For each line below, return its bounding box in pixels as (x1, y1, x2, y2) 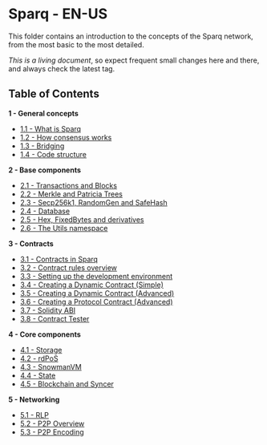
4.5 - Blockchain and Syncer (19, 378, 115, 389)
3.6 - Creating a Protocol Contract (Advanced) (19, 297, 174, 306)
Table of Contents (8, 87, 100, 101)
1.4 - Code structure (19, 149, 87, 159)
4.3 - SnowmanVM (19, 362, 82, 371)
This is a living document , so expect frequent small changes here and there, (8, 55, 260, 65)
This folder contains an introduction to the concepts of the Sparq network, (8, 31, 254, 41)
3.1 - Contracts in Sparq (19, 254, 99, 264)
